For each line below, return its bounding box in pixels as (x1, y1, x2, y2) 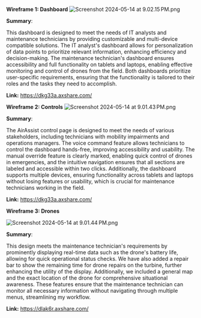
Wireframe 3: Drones (6, 207, 60, 215)
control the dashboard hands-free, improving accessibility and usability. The (6, 146, 195, 153)
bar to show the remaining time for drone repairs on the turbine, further (6, 261, 182, 269)
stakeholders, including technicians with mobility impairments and (6, 133, 170, 140)
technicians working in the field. (6, 184, 85, 191)
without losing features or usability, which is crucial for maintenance (6, 178, 175, 185)
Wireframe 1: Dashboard (6, 6, 68, 13)
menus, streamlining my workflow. (6, 293, 91, 301)
